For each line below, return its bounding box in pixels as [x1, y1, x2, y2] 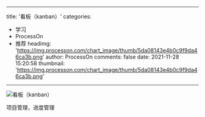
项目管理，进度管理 [6, 104, 55, 111]
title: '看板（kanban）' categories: [6, 13, 92, 20]
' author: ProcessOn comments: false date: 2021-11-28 [42, 53, 179, 60]
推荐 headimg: [15, 40, 52, 47]
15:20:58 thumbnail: [15, 60, 65, 67]
